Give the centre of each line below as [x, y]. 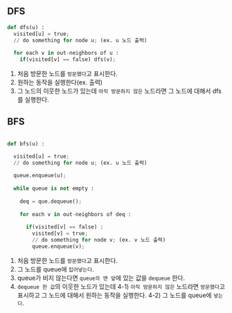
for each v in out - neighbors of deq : [75, 214]
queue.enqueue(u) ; [40, 176]
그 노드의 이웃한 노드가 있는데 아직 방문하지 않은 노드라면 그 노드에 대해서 [114, 91]
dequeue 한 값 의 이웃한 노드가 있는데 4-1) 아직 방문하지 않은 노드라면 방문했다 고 [121, 286]
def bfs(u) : [26, 144]
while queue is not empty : [54, 189]
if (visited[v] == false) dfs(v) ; [68, 60]
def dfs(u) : [26, 27]
